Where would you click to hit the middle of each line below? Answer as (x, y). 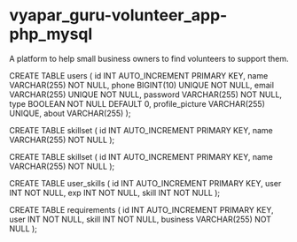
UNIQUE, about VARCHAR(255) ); (70, 113)
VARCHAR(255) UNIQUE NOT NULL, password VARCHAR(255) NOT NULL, (145, 95)
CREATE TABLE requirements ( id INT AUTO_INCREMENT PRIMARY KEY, (141, 209)
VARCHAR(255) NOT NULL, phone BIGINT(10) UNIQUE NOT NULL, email (142, 85)
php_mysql (51, 34)
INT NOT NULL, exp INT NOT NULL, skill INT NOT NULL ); (115, 193)
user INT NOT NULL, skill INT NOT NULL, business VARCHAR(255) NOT (141, 219)
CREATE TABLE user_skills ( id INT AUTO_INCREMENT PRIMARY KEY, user (145, 183)
